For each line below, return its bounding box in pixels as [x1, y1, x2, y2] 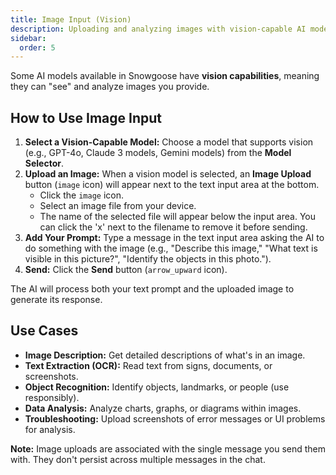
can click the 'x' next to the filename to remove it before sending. [39, 221, 308, 233]
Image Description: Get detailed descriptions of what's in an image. [24, 349, 306, 361]
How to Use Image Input [10, 109, 163, 126]
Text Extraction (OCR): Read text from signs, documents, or [24, 359, 273, 371]
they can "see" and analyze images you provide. [10, 81, 210, 93]
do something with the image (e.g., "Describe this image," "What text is [24, 242, 318, 255]
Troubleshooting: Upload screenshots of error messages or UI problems [24, 412, 326, 425]
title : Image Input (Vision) [10, 14, 132, 25]
